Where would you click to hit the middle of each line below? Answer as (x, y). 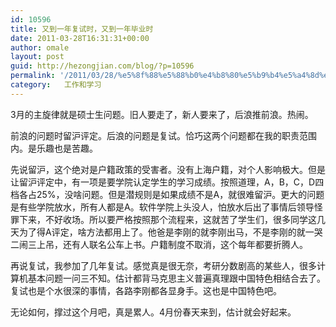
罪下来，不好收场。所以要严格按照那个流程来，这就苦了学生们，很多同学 (159, 219)
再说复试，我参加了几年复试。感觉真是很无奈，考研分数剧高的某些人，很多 (163, 265)
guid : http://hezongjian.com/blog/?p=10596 (102, 66)
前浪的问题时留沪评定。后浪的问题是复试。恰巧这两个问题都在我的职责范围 (163, 135)
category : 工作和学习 (56, 85)
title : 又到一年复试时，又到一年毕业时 (82, 29)
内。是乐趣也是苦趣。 (54, 148)
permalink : (33, 76)
